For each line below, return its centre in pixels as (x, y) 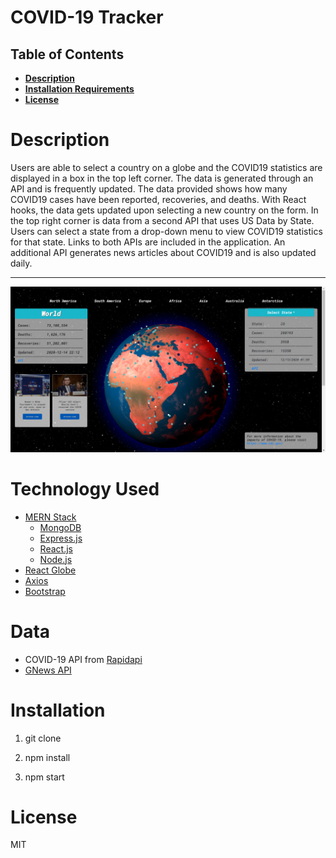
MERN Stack (50, 517)
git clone (43, 738)
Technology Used (85, 488)
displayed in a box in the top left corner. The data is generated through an (162, 178)
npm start (44, 777)
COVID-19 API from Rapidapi (83, 659)
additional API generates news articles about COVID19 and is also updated (163, 252)
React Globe (50, 570)
